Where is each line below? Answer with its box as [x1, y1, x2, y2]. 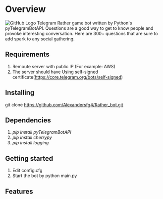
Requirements [5, 50, 50, 59]
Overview [5, 3, 46, 15]
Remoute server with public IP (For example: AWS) [12, 63, 115, 69]
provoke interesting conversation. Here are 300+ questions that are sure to [5, 30, 158, 36]
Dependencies [5, 116, 51, 124]
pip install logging [12, 140, 49, 146]
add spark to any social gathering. [5, 36, 75, 42]
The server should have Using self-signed [12, 69, 98, 75]
